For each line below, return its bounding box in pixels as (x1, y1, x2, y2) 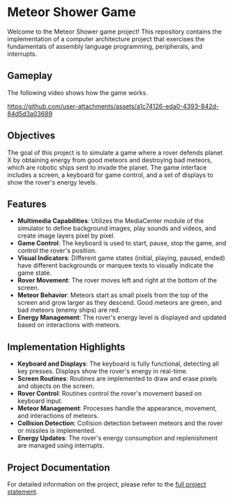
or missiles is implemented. (17, 426, 96, 435)
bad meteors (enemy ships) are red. (17, 306, 121, 315)
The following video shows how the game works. (7, 88, 148, 96)
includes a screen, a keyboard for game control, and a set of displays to (7, 171, 213, 179)
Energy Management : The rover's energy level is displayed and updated (17, 313, 227, 322)
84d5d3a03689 (7, 109, 53, 117)
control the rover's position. (17, 246, 97, 255)
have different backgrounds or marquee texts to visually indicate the (17, 261, 214, 270)
